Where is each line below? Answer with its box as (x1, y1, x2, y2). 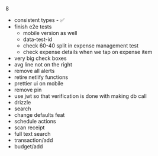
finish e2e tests (14, 23, 52, 30)
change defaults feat (14, 112, 65, 118)
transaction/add (14, 136, 53, 144)
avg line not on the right (14, 61, 72, 68)
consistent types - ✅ (14, 17, 65, 23)
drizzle (14, 99, 31, 106)
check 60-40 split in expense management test (22, 42, 139, 49)
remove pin (14, 86, 42, 93)
